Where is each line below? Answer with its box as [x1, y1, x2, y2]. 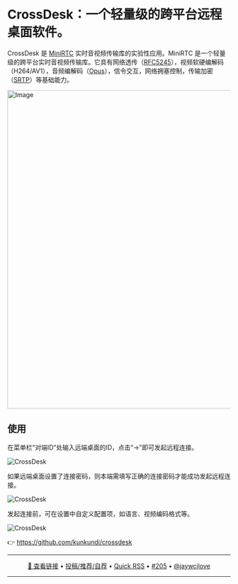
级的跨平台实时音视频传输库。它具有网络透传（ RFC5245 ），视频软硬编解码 [7, 57, 225, 66]
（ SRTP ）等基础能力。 [7, 75, 73, 84]
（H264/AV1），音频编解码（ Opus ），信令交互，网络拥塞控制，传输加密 [7, 67, 214, 75]
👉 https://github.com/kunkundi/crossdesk [7, 537, 132, 546]
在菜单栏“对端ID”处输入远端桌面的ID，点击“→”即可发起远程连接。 [7, 443, 198, 452]
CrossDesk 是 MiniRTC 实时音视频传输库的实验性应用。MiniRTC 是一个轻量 [7, 49, 226, 57]
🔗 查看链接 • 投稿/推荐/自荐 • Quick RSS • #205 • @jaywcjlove [27, 561, 211, 570]
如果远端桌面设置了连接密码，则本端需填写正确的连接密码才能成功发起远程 [7, 471, 225, 480]
